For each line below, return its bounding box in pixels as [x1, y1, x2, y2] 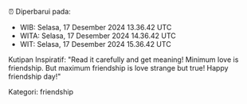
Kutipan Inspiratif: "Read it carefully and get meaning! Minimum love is [8, 55, 239, 64]
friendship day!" [8, 71, 61, 81]
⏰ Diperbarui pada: [8, 7, 72, 16]
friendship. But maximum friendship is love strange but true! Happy [8, 64, 229, 72]
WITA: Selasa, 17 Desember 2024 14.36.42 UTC [19, 31, 177, 40]
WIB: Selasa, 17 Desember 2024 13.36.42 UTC [19, 23, 172, 32]
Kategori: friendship [8, 87, 74, 96]
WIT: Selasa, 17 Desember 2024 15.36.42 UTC [19, 40, 171, 48]
